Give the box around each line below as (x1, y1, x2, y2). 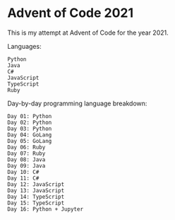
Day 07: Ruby (7, 150, 46, 157)
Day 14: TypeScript (7, 193, 65, 200)
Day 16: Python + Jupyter (7, 205, 83, 213)
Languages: (7, 42, 42, 50)
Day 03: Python (7, 125, 52, 132)
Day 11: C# (7, 175, 40, 182)
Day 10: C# (7, 168, 40, 175)
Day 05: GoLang (7, 137, 52, 144)
